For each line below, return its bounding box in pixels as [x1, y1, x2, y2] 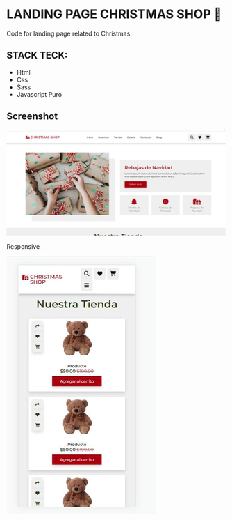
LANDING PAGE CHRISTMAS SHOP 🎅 [6, 6, 222, 22]
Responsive [6, 243, 40, 251]
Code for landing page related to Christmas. [6, 29, 133, 38]
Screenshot [6, 111, 58, 123]
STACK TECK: [6, 49, 68, 61]
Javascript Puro [16, 90, 63, 98]
